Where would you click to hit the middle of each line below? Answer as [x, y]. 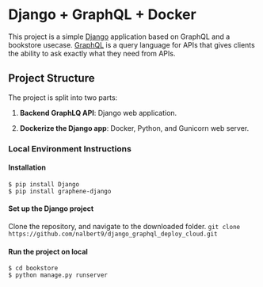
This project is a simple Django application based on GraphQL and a [119, 36]
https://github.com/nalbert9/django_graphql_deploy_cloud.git [113, 234]
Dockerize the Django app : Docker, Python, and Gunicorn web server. [134, 128]
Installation [27, 167]
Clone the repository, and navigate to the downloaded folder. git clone [124, 227]
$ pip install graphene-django [60, 191]
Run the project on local [48, 251]
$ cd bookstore [33, 268]
